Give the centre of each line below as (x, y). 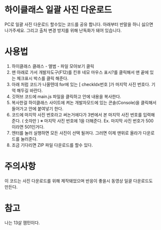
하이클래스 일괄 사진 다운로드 (58, 10)
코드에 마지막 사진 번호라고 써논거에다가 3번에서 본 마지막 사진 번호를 (77, 115)
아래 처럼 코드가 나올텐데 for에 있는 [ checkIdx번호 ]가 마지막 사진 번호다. (81, 84)
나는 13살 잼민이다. (22, 222)
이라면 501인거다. (28, 127)
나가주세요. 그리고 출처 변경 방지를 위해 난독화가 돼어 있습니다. (63, 30)
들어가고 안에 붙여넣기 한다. (37, 108)
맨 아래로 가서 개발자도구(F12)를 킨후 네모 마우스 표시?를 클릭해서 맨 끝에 (80, 72)
